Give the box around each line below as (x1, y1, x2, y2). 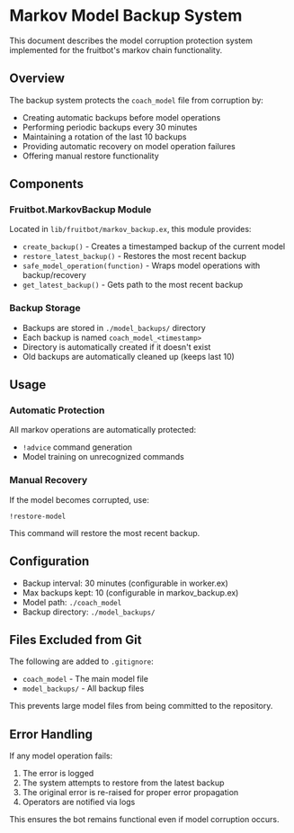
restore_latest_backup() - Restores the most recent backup (22, 251, 247, 262)
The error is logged (22, 768, 94, 779)
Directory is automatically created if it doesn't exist (22, 341, 211, 352)
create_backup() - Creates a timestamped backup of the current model (22, 241, 286, 252)
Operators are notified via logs (22, 797, 136, 808)
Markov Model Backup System (9, 5, 243, 26)
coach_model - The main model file (22, 674, 148, 685)
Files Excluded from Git (9, 631, 142, 648)
